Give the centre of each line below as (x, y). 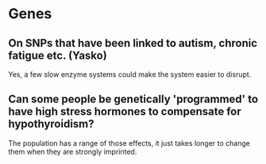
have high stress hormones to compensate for (125, 112)
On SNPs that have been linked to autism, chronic (133, 43)
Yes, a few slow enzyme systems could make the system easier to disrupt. (130, 74)
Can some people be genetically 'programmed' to (133, 99)
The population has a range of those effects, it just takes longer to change (129, 143)
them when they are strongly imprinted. (73, 151)
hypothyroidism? (51, 124)
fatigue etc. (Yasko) (58, 55)
